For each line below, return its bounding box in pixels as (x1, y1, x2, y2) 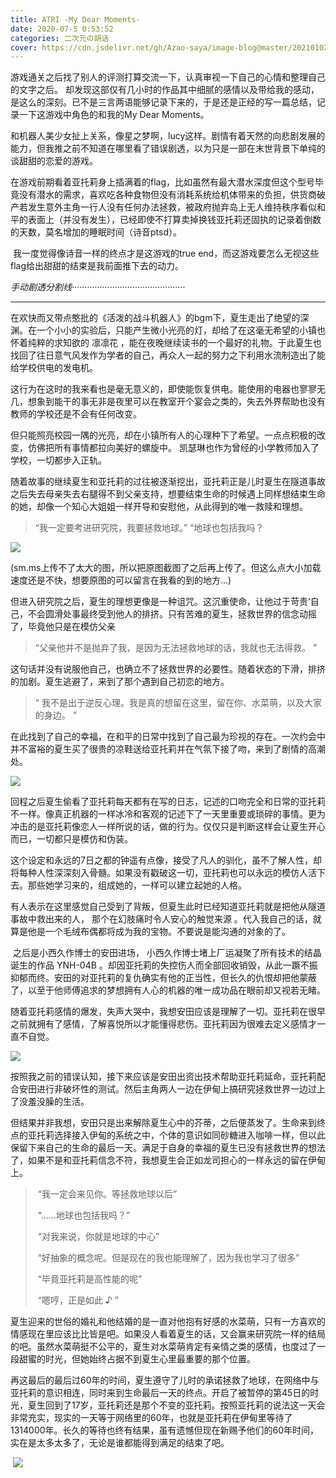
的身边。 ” (34, 709, 77, 721)
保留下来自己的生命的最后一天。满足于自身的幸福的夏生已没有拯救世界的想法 (10, 1142, 326, 1154)
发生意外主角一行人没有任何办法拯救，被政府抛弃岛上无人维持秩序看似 (27, 201, 317, 213)
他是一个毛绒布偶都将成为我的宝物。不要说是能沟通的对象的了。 (27, 926, 291, 938)
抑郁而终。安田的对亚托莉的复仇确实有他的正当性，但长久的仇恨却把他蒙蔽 (10, 972, 317, 984)
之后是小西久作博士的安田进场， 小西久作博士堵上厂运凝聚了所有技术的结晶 (12, 947, 322, 959)
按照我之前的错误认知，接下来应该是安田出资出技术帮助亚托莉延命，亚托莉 (10, 1071, 317, 1083)
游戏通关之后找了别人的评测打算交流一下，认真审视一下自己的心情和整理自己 (10, 71, 326, 83)
